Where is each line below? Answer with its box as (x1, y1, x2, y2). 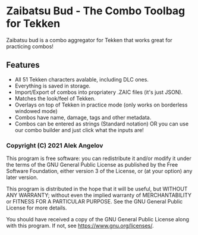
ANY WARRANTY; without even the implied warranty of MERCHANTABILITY (6, 192, 192, 199)
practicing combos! (6, 43, 54, 50)
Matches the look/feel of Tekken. (14, 95, 96, 102)
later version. (6, 174, 39, 181)
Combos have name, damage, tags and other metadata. (14, 114, 152, 121)
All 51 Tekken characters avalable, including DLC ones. (14, 76, 149, 83)
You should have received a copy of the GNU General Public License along (6, 216, 189, 223)
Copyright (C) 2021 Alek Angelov (6, 141, 103, 149)
